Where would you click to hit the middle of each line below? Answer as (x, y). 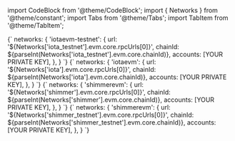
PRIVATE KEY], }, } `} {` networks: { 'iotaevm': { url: (82, 62)
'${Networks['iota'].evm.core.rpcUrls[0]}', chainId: (82, 69)
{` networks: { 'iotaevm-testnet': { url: (62, 39)
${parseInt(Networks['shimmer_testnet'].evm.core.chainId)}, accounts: (112, 122)
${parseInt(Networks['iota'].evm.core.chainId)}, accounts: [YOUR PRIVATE (117, 77)
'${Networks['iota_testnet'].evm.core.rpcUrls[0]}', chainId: (94, 47)
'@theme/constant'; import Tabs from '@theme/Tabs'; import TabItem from (118, 18)
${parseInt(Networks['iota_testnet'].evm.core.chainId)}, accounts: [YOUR (115, 54)
